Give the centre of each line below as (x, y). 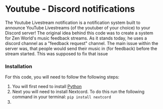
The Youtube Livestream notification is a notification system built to (73, 22)
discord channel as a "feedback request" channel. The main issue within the (82, 43)
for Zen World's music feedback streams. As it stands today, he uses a (76, 38)
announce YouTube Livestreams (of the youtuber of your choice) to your (78, 27)
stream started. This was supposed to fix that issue (57, 54)
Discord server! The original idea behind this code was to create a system (79, 33)
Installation (19, 66)
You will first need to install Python (47, 87)
